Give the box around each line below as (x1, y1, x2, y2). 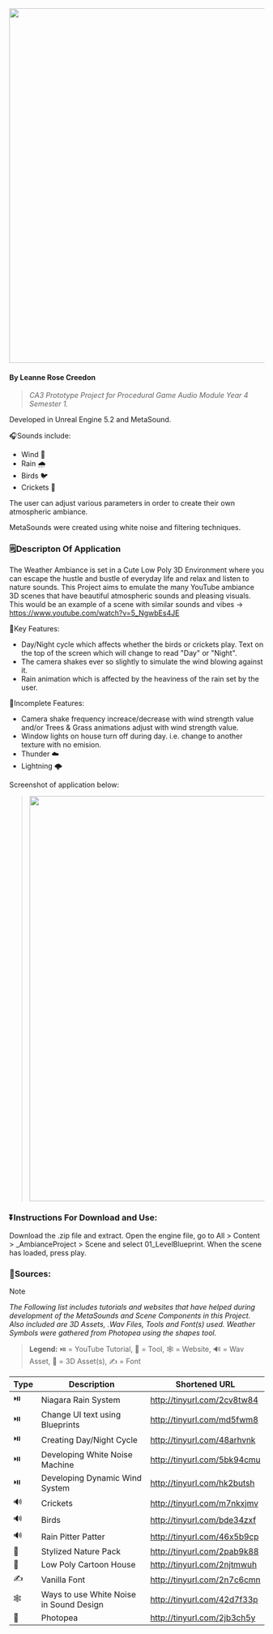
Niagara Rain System (41, 1394, 121, 1405)
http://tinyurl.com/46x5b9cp (150, 1531, 259, 1542)
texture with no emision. (20, 739, 102, 749)
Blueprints (41, 1419, 80, 1431)
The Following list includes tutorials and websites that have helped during (9, 1302, 256, 1312)
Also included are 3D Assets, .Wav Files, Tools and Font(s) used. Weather (9, 1320, 256, 1329)
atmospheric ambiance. (9, 507, 88, 517)
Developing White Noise (41, 1449, 133, 1461)
